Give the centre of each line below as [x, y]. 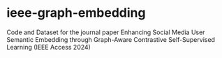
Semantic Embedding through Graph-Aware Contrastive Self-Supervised [111, 39]
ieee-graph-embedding [76, 13]
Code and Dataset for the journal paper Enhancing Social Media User [106, 32]
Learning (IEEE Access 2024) [49, 47]
